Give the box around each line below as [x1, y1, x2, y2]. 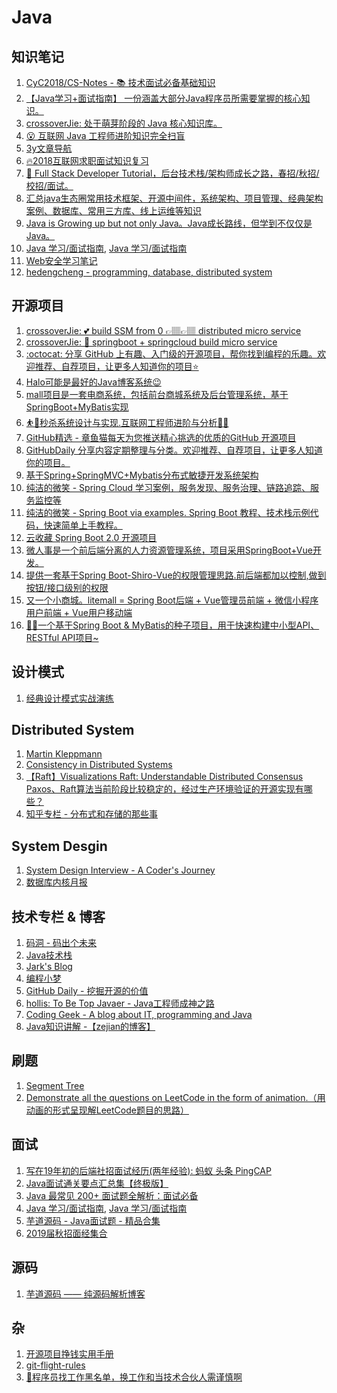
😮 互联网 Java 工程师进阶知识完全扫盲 [25, 130, 186, 141]
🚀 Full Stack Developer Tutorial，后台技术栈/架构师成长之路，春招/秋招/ [25, 167, 320, 179]
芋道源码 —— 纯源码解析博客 [25, 1287, 146, 1300]
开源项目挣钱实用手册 [25, 1348, 114, 1360]
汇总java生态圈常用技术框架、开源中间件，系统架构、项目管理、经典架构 [25, 192, 324, 204]
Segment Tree [25, 1079, 85, 1091]
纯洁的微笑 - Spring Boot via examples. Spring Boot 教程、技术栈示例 [25, 506, 311, 518]
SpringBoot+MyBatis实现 [25, 401, 129, 413]
